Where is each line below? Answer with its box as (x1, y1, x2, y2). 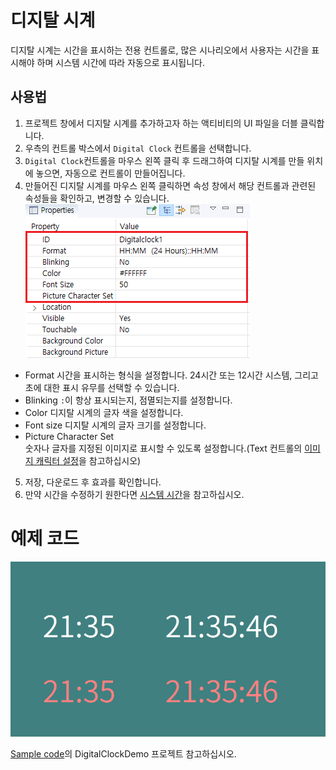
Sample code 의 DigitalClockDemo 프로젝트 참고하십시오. (10, 747, 237, 760)
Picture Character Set (24, 430, 115, 442)
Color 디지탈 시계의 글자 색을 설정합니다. (24, 406, 184, 418)
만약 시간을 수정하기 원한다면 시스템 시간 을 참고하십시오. (24, 488, 245, 500)
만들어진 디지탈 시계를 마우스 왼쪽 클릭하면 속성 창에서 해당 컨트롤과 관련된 (24, 179, 317, 191)
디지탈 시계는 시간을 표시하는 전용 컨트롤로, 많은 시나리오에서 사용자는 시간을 (10, 44, 310, 56)
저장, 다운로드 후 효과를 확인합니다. (24, 476, 162, 488)
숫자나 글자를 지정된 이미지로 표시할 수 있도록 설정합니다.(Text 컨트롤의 (24, 442, 303, 454)
